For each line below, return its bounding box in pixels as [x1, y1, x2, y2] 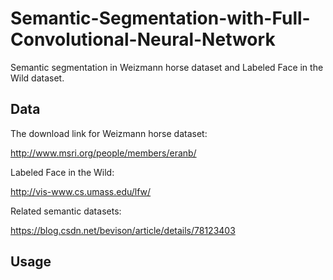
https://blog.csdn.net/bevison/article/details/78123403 [10, 224, 236, 236]
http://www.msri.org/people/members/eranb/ [10, 147, 197, 159]
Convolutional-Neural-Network [10, 28, 276, 51]
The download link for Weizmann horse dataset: [10, 127, 208, 139]
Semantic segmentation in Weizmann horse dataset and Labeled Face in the [10, 61, 324, 73]
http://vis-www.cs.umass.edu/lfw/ [10, 185, 152, 197]
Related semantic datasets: [10, 205, 122, 217]
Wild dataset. [10, 72, 65, 84]
